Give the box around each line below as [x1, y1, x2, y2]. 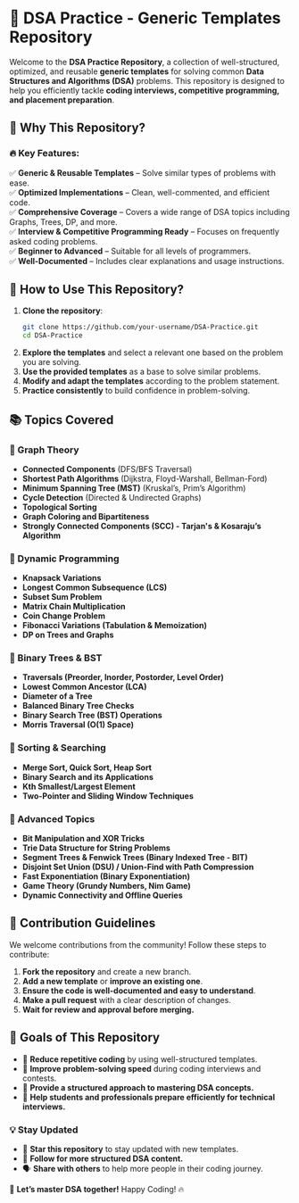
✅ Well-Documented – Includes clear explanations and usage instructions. [9, 255, 285, 266]
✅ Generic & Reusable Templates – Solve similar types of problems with [9, 167, 277, 178]
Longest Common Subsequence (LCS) [21, 582, 168, 593]
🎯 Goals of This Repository [9, 1030, 161, 1045]
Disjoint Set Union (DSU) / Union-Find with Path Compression [21, 861, 254, 873]
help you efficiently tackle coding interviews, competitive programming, [9, 85, 279, 95]
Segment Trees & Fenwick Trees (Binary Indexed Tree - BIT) [21, 852, 248, 863]
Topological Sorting [21, 502, 97, 512]
